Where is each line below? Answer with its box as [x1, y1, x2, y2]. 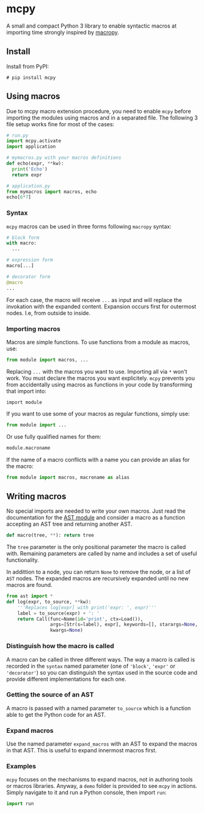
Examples [6, 762, 37, 771]
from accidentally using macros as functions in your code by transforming [6, 380, 192, 388]
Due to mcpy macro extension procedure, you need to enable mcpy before [6, 107, 191, 115]
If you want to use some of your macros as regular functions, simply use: [6, 410, 190, 417]
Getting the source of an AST [6, 690, 94, 699]
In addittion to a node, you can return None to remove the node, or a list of [6, 569, 191, 576]
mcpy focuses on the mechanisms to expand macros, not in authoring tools [6, 776, 193, 783]
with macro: [6, 240, 37, 246]
